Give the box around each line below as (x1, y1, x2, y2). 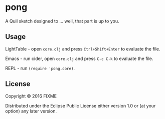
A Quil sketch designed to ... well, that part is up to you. (5, 18, 119, 24)
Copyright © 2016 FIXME (5, 93, 57, 99)
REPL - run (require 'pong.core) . (5, 65, 75, 71)
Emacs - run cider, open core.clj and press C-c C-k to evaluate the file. (5, 55, 153, 61)
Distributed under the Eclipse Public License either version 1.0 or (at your (5, 102, 156, 108)
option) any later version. (5, 108, 57, 114)
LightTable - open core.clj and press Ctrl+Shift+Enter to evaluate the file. (5, 45, 160, 51)
